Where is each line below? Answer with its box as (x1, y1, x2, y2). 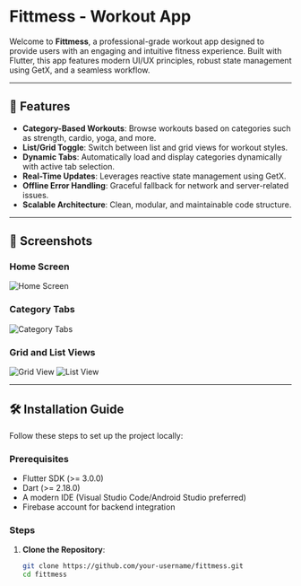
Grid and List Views (9, 345, 96, 358)
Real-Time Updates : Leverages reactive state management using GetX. (21, 171, 287, 181)
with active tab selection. (21, 161, 115, 171)
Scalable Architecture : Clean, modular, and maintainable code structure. (21, 199, 292, 210)
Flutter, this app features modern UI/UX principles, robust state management (9, 55, 292, 66)
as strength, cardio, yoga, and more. (21, 132, 157, 143)
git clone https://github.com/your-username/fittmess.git (21, 562, 244, 571)
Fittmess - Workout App (9, 6, 192, 27)
